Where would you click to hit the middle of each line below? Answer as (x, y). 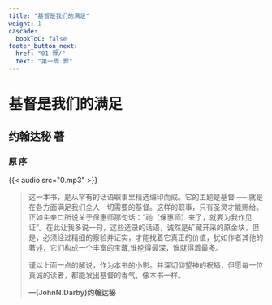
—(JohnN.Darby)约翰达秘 (72, 292)
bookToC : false (41, 39)
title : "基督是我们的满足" (49, 16)
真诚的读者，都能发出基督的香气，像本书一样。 (106, 275)
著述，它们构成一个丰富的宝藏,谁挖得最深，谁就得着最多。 (125, 247)
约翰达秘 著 (37, 136)
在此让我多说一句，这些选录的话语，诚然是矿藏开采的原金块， (149, 227)
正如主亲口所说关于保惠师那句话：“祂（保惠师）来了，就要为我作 (136, 217)
